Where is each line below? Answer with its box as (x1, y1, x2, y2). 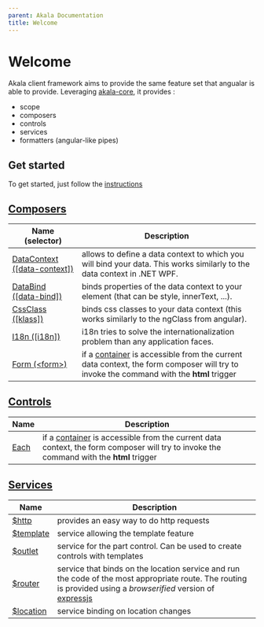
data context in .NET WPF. (81, 268, 178, 279)
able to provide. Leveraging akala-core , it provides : (8, 87, 175, 97)
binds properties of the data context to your (81, 281, 243, 292)
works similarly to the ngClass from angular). (81, 314, 247, 325)
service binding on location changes (57, 605, 191, 616)
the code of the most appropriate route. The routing (57, 573, 247, 584)
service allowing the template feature (57, 528, 194, 539)
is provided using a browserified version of (57, 583, 214, 594)
